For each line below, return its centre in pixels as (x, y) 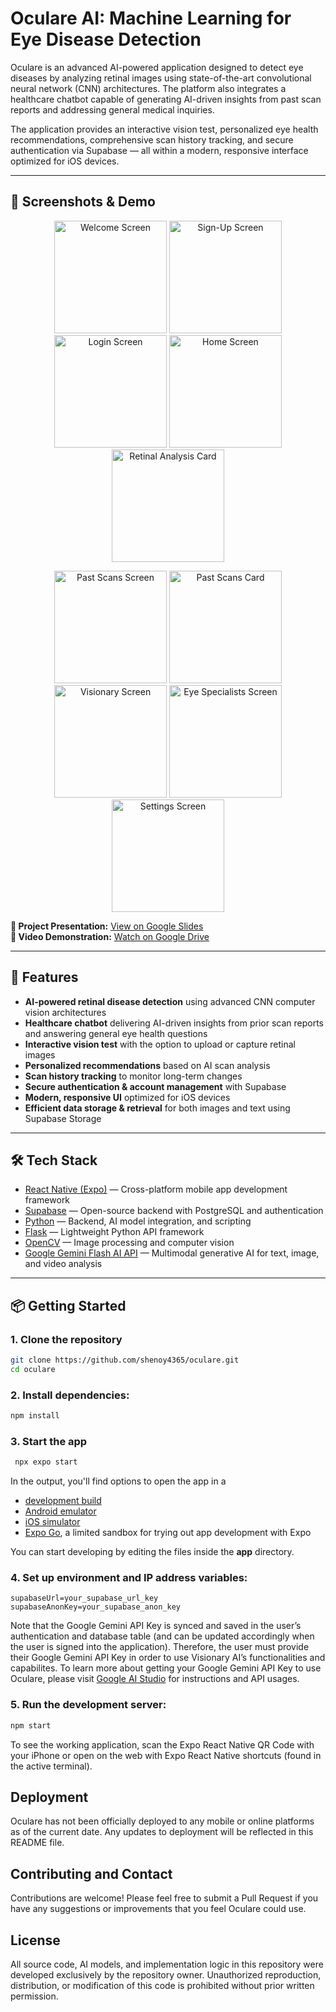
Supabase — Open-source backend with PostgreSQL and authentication (174, 1211)
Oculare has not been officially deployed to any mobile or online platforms (162, 1821)
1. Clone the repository (66, 1339)
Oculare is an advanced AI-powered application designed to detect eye (157, 67)
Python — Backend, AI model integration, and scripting (138, 1221)
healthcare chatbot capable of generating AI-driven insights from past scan (166, 99)
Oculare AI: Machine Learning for (151, 18)
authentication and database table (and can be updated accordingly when (162, 1636)
